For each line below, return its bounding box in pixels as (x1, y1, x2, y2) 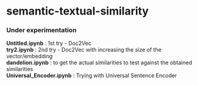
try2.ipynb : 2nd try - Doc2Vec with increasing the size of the (6, 46, 161, 53)
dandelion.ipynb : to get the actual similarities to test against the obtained (6, 59, 193, 66)
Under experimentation (6, 26, 77, 35)
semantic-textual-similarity (6, 4, 149, 18)
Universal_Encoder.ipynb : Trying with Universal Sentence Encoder (6, 72, 177, 80)
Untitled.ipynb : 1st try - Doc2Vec (6, 39, 91, 47)
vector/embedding (6, 53, 53, 60)
